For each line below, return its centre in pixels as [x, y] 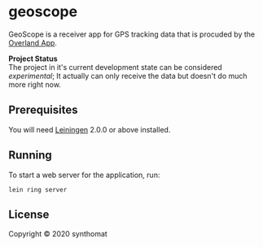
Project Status [33, 58]
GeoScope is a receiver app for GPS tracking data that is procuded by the [131, 34]
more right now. [35, 84]
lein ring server [38, 189]
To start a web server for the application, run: [84, 175]
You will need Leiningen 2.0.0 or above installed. [90, 129]
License [29, 214]
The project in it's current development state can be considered [115, 67]
